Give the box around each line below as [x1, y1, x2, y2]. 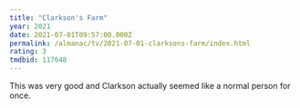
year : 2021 [9, 22, 51, 31]
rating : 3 [9, 47, 47, 56]
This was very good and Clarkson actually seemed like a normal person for [9, 81, 291, 91]
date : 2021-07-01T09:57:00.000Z [9, 30, 132, 39]
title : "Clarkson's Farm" [9, 13, 108, 23]
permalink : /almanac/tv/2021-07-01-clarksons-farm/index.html [9, 38, 251, 48]
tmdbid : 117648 [9, 55, 67, 64]
